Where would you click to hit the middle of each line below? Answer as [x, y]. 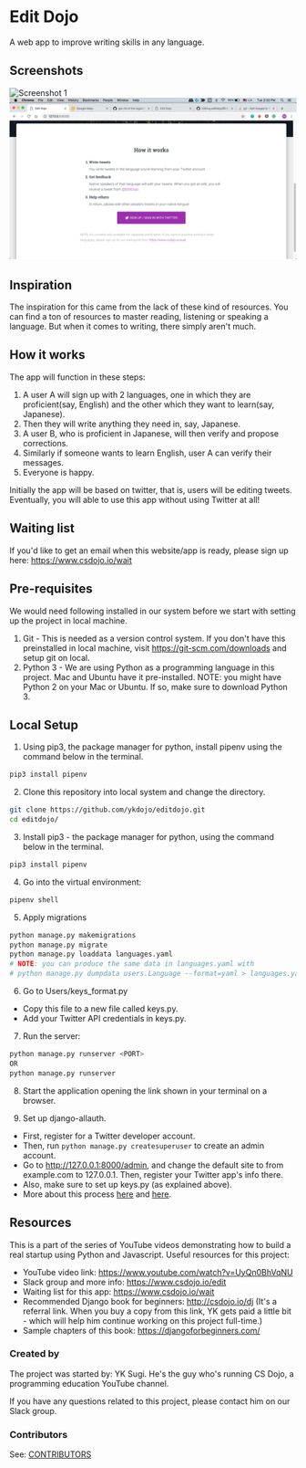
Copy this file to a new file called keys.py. [100, 1009]
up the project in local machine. [68, 620]
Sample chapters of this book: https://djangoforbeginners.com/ [142, 1330]
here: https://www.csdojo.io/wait [71, 560]
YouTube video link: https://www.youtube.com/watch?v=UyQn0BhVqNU [158, 1272]
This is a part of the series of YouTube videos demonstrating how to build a [150, 1244]
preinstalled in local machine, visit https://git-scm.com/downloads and [154, 648]
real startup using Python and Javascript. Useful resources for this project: [149, 1254]
